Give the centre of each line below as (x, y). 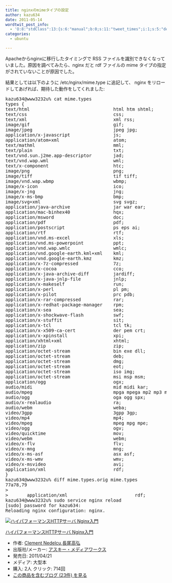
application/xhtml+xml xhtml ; (67, 341)
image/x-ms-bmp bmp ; (65, 197)
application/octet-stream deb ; (65, 356)
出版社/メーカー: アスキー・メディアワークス (59, 549)
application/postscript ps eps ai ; (73, 227)
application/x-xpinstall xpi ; (65, 335)
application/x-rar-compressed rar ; (65, 299)
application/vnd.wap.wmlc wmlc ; (66, 248)
